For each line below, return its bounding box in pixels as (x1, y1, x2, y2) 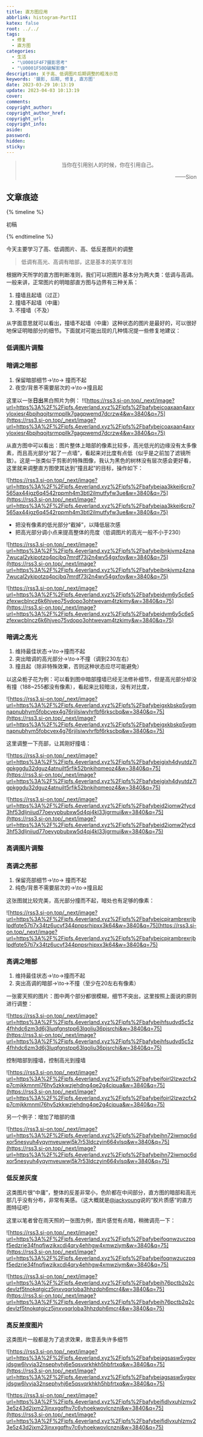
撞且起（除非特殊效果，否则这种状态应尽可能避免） (14, 662, 143, 670)
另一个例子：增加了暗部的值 (6, 1113, 76, 1121)
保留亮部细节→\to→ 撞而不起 (14, 877, 87, 884)
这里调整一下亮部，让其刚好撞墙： (6, 740, 91, 747)
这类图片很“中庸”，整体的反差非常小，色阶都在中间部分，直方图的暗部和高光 (6, 1189, 196, 1196)
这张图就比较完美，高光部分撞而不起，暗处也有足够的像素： (6, 897, 155, 904)
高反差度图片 (6, 1321, 44, 1329)
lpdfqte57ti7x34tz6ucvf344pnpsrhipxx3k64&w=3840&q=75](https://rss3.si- (6, 922, 197, 929)
